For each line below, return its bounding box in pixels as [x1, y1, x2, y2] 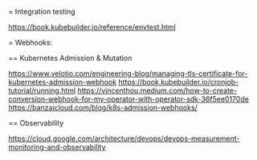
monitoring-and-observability [8, 142, 106, 151]
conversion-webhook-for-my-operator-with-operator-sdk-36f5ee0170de [8, 94, 249, 103]
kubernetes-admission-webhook [8, 78, 117, 86]
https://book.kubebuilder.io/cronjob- [118, 78, 239, 86]
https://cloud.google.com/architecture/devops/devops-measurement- [8, 134, 240, 143]
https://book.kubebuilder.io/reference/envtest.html [8, 22, 177, 31]
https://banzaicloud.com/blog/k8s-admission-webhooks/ [8, 103, 198, 112]
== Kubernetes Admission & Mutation [8, 54, 133, 62]
